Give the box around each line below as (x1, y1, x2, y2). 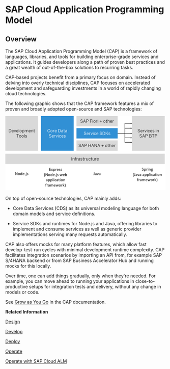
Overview (5, 35, 37, 43)
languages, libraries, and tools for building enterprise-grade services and (5, 54, 159, 60)
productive (5, 283, 28, 289)
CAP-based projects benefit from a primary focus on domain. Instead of (5, 74, 156, 80)
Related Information (5, 308, 48, 314)
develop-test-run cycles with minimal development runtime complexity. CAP (5, 246, 165, 253)
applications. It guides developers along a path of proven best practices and (5, 59, 165, 65)
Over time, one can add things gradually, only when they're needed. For (5, 273, 156, 279)
